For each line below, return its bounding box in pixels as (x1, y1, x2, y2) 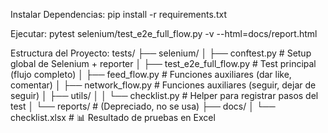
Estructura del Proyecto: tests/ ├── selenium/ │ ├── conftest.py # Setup (10, 47, 312, 59)
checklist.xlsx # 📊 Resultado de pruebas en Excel (10, 112, 216, 123)
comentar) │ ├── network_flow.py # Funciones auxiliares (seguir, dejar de (10, 79, 317, 91)
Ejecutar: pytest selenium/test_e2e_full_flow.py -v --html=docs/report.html (10, 28, 318, 39)
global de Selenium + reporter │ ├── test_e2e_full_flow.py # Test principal (10, 58, 317, 69)
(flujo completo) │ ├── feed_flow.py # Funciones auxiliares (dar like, (10, 69, 292, 80)
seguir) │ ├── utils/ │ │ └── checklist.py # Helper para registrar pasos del (10, 90, 319, 101)
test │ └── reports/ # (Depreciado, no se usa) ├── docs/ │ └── (10, 100, 276, 112)
